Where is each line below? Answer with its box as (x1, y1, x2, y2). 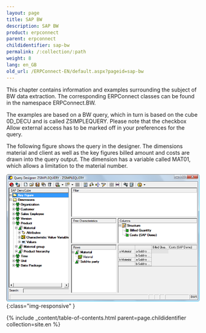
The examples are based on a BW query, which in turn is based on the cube (6, 111, 198, 118)
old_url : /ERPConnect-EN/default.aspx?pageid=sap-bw (6, 68, 144, 74)
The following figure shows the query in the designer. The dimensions (6, 142, 183, 150)
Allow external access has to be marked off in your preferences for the (6, 123, 185, 131)
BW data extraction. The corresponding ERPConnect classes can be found (6, 92, 195, 100)
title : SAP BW (6, 16, 43, 23)
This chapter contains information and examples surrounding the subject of (6, 86, 197, 93)
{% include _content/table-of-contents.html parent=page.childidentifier (6, 314, 186, 321)
